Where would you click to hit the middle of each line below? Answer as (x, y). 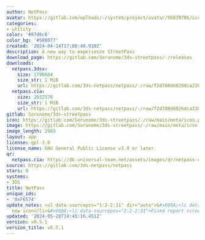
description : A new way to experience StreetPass (71, 52)
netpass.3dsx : (30, 69)
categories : (21, 23)
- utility (19, 29)
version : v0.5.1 (27, 222)
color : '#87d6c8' (28, 35)
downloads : (20, 63)
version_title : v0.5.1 (35, 228)
